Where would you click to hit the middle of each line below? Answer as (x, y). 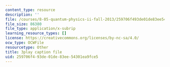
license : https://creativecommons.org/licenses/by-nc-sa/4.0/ (72, 38)
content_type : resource (30, 10)
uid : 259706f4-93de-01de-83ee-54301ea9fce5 (52, 57)
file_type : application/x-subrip (40, 29)
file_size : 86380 (24, 24)
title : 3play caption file (34, 52)
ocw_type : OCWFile (25, 43)
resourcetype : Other (27, 47)
